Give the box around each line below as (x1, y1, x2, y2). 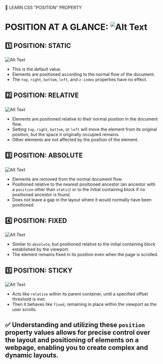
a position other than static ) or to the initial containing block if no (12, 186, 145, 192)
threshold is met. (12, 296, 46, 302)
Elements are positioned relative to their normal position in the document (12, 116, 158, 121)
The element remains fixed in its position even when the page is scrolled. (12, 252, 159, 258)
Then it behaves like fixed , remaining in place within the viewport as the (12, 301, 157, 307)
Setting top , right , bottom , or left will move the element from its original (12, 126, 157, 132)
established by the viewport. (12, 246, 70, 252)
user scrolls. (12, 307, 37, 312)
